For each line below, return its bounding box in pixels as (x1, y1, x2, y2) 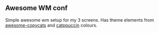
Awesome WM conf (5, 4, 68, 12)
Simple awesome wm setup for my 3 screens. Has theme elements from (5, 17, 154, 23)
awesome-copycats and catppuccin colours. (5, 22, 98, 28)
